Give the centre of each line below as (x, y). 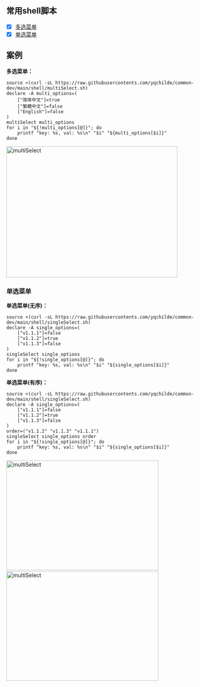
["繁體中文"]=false (40, 106)
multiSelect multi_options (40, 122)
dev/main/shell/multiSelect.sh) (47, 88)
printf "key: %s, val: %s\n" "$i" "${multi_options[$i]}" (92, 133)
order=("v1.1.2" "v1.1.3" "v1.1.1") (53, 431)
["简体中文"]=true (39, 100)
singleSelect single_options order (51, 437)
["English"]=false (40, 111)
